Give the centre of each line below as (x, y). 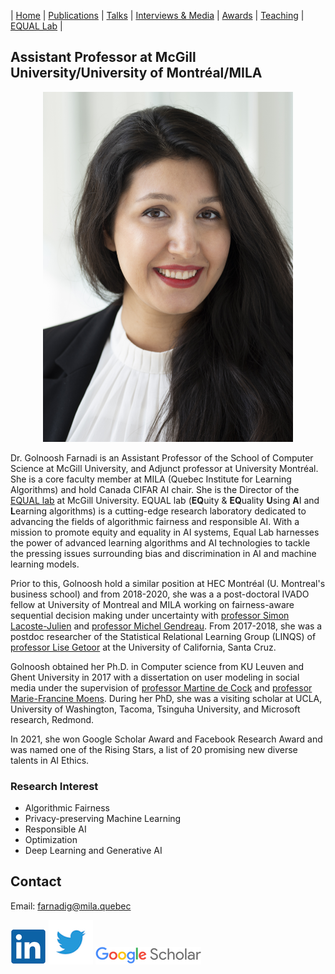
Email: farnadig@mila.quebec (71, 906)
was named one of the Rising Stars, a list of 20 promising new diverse (154, 749)
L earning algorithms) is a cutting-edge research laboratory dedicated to (158, 511)
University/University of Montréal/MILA (136, 73)
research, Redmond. (52, 719)
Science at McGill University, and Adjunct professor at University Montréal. (164, 468)
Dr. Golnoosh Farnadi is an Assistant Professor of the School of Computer (162, 457)
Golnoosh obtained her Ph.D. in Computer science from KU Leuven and (157, 666)
